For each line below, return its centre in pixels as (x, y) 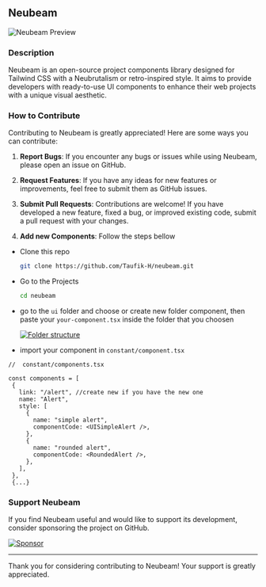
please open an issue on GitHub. (73, 165)
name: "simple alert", (70, 420)
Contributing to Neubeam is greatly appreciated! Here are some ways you (128, 133)
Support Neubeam (44, 502)
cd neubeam (38, 296)
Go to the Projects (49, 281)
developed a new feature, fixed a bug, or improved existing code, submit (138, 212)
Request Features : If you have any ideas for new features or (118, 181)
